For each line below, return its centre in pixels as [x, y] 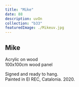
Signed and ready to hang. [32, 74]
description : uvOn [24, 19]
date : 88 [14, 14]
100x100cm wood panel [29, 65]
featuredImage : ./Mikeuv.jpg [35, 28]
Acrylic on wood [21, 59]
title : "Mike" [20, 10]
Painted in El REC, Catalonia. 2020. [40, 79]
